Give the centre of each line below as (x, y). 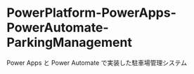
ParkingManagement (70, 43)
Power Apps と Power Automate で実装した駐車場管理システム (97, 62)
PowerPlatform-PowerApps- (92, 13)
